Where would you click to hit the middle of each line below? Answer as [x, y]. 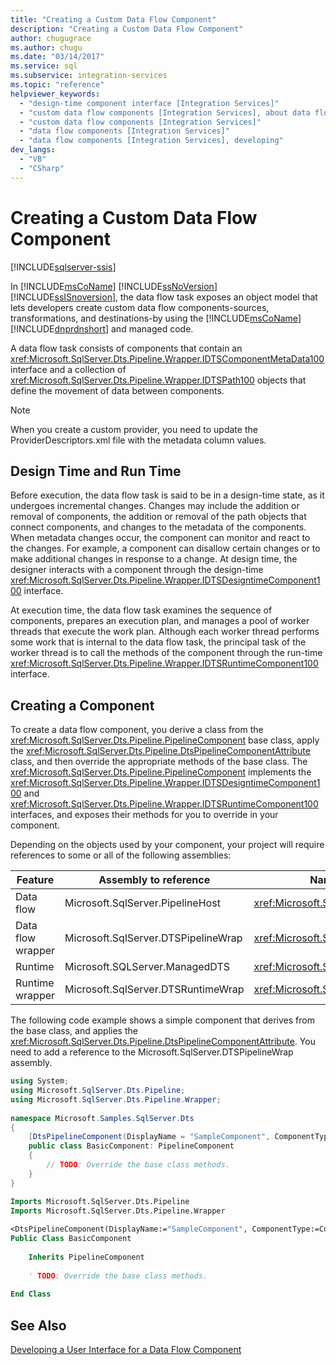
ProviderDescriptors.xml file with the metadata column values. [138, 440]
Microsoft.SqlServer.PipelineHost [142, 903]
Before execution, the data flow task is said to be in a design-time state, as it [167, 495]
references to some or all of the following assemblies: [121, 855]
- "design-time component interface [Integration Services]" [149, 103]
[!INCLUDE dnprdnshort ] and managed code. [102, 328]
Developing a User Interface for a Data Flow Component [126, 1350]
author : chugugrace [51, 38]
